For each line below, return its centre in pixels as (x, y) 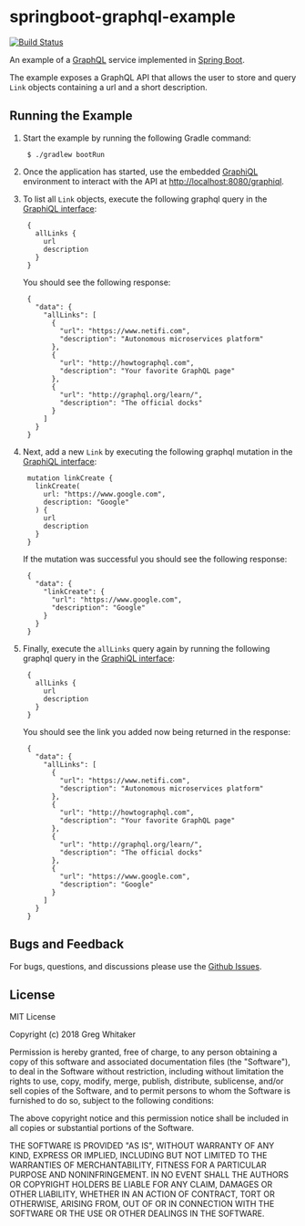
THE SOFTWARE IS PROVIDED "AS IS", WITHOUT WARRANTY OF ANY (142, 1146)
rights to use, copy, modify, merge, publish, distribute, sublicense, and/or (147, 1081)
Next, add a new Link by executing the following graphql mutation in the (158, 451)
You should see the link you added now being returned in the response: (157, 731)
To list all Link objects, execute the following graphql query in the (145, 199)
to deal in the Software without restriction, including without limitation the (147, 1072)
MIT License (33, 1017)
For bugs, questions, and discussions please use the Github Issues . (136, 966)
